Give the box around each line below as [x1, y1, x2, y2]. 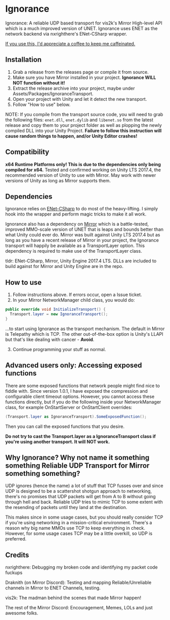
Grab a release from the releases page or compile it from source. [12, 69, 149, 75]
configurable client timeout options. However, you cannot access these [5, 393, 155, 399]
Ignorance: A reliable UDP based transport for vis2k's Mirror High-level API [5, 20, 163, 26]
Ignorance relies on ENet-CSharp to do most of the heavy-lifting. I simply [5, 206, 158, 212]
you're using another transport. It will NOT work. [5, 439, 110, 445]
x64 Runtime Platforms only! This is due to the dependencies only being [5, 161, 161, 167]
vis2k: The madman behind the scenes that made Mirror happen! [5, 595, 141, 601]
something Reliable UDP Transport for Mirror [5, 461, 150, 470]
